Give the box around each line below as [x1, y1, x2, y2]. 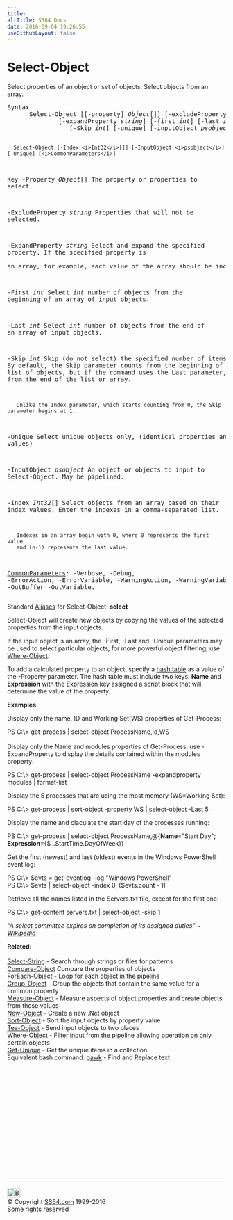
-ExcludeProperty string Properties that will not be [7, 209, 194, 216]
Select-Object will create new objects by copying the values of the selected [7, 616, 223, 625]
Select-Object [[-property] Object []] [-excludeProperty [28, 111, 227, 118]
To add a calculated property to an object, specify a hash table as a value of [7, 665, 225, 673]
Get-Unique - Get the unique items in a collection [7, 1046, 148, 1054]
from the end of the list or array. [7, 376, 132, 383]
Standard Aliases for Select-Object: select [7, 602, 128, 611]
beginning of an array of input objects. [7, 296, 150, 303]
